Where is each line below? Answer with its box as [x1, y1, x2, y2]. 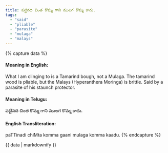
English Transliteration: [5, 120, 56, 126]
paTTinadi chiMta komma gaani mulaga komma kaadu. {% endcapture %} [5, 132, 161, 138]
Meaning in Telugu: [5, 96, 48, 102]
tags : [5, 12, 17, 17]
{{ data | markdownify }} [5, 142, 57, 148]
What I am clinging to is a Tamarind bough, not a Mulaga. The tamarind [5, 73, 155, 80]
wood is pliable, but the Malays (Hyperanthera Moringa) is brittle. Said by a [5, 79, 163, 85]
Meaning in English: [5, 62, 49, 68]
